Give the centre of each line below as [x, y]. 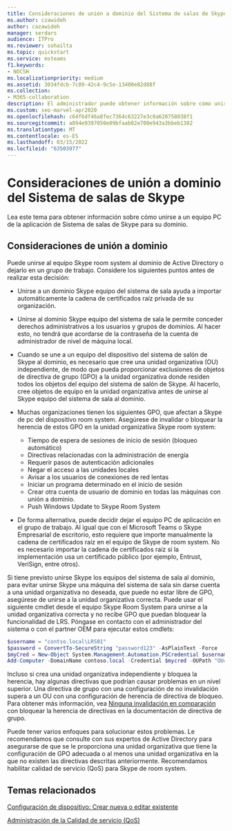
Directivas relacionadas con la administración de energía [108, 455]
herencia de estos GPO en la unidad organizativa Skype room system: [116, 427]
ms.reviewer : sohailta [40, 46]
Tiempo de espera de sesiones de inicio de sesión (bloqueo [113, 440]
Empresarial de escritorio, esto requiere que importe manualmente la [115, 535]
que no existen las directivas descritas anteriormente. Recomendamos [107, 761]
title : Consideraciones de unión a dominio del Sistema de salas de [108, 14]
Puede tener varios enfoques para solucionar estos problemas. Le [101, 732]
